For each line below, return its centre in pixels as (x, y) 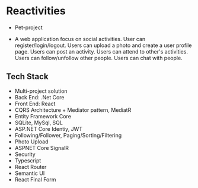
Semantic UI (30, 173)
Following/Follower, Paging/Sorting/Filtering (68, 135)
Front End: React (35, 104)
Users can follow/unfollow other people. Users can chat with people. (98, 58)
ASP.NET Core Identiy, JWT (49, 129)
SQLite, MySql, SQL (39, 123)
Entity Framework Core (43, 116)
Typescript (28, 160)
